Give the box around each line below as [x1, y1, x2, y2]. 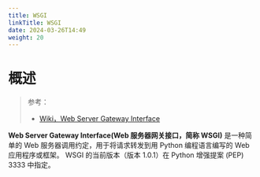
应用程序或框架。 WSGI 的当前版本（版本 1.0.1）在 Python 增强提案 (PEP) [8, 150, 244, 160]
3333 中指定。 [8, 160, 55, 170]
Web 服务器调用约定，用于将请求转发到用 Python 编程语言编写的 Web [23, 141, 250, 150]
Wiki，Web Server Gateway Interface [39, 114, 160, 124]
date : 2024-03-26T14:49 [8, 26, 87, 34]
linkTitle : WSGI [8, 19, 61, 27]
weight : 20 [8, 33, 44, 42]
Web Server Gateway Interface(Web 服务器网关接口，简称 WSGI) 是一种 [8, 131, 246, 140]
